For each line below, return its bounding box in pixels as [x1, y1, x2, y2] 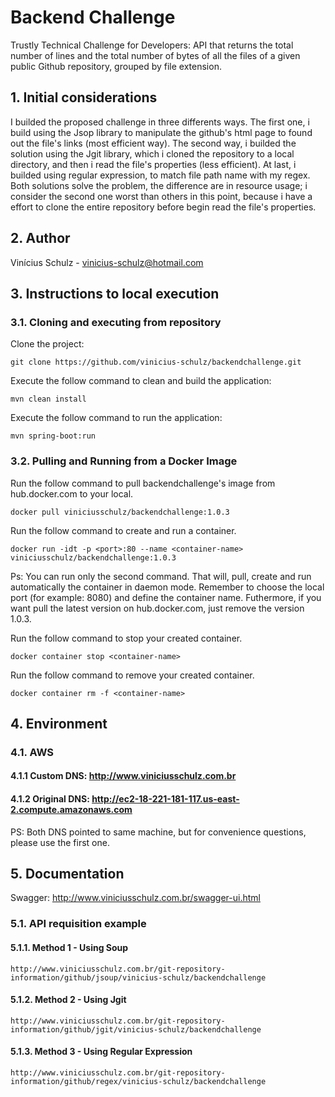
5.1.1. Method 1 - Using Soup [10, 941, 129, 953]
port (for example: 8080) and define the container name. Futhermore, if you [10, 591, 322, 603]
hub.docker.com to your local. [10, 487, 134, 500]
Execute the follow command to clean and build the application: [10, 375, 272, 387]
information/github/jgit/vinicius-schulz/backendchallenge [10, 1024, 262, 1035]
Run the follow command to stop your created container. [10, 632, 243, 644]
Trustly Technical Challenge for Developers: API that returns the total [10, 39, 294, 51]
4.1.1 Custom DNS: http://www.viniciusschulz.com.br [10, 770, 237, 782]
